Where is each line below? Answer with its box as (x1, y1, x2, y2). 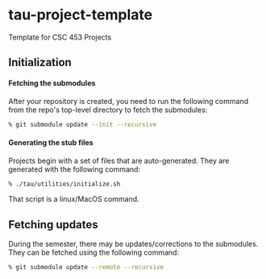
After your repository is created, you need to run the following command (8, 96, 248, 106)
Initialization (8, 56, 73, 69)
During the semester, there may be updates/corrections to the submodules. (8, 239, 259, 249)
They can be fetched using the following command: (8, 248, 180, 257)
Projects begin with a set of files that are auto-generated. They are (8, 156, 230, 165)
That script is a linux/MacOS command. (8, 194, 139, 204)
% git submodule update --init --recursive (8, 120, 157, 128)
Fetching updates (8, 218, 98, 231)
